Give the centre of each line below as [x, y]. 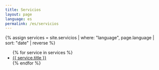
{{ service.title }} [29, 58]
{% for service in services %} [42, 53]
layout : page [19, 14]
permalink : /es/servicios [32, 24]
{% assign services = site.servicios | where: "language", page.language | [80, 38]
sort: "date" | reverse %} [30, 43]
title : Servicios [23, 10]
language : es [19, 19]
